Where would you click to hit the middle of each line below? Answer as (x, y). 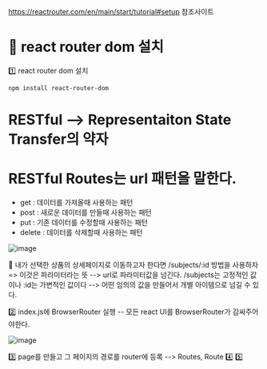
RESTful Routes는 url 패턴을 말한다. (123, 179)
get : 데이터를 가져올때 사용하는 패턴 (76, 203)
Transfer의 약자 (59, 139)
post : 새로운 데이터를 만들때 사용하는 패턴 (86, 212)
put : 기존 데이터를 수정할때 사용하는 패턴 (84, 223)
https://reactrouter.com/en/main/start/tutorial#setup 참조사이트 (111, 12)
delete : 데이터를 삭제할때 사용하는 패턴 (81, 232)
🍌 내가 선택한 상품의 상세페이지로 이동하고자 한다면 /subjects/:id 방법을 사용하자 (133, 265)
